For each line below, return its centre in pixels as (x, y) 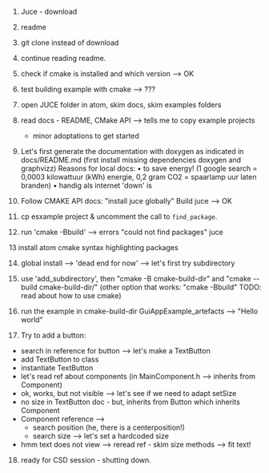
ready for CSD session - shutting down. (86, 460)
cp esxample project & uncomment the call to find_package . (119, 216)
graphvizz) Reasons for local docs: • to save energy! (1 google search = (139, 168)
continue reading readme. (63, 58)
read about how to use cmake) (71, 295)
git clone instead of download (70, 42)
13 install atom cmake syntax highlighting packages (94, 247)
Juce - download (49, 12)
